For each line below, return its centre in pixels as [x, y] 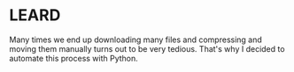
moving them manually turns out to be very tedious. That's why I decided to [147, 48]
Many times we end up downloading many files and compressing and [136, 40]
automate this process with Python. [74, 58]
